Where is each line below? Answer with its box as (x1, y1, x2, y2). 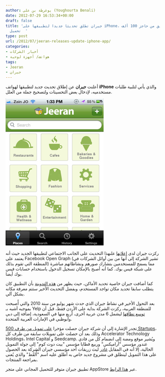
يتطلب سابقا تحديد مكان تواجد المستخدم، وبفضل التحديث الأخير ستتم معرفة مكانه (5, 286, 154, 292)
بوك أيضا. (5, 271, 23, 277)
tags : (5, 59, 17, 65)
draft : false (5, 18, 32, 23)
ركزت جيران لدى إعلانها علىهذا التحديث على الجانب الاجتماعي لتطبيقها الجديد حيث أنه (5, 250, 159, 256)
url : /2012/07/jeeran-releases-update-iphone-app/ (5, 39, 111, 44)
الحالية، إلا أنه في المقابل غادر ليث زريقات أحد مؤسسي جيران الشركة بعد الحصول (5, 346, 154, 352)
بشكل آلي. (5, 291, 25, 297)
